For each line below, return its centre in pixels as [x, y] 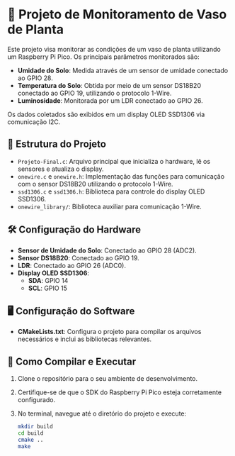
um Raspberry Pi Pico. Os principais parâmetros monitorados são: [103, 57]
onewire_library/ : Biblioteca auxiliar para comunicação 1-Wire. [109, 206]
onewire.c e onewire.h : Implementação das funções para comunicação [121, 176]
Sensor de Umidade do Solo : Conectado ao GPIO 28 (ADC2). [107, 250]
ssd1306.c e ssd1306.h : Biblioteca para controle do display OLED [111, 191]
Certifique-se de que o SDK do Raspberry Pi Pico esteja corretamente [119, 392]
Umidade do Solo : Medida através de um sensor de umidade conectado [123, 70]
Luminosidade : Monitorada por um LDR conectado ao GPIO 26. [110, 100]
